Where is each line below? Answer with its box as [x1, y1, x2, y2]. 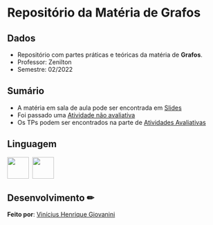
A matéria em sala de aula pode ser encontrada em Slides [17, 104, 182, 112]
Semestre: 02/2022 [17, 66, 73, 73]
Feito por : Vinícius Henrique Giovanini [7, 211, 115, 219]
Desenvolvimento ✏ [7, 192, 95, 204]
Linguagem [7, 138, 57, 150]
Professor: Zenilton [17, 58, 72, 66]
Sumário [7, 85, 45, 97]
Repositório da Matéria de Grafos [7, 5, 201, 21]
